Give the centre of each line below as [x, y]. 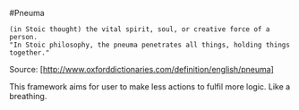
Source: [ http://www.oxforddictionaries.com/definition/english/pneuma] [142, 69]
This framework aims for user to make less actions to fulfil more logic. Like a [150, 87]
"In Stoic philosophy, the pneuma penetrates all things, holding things [150, 45]
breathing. [28, 96]
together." [30, 53]
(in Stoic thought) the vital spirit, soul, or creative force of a [140, 30]
